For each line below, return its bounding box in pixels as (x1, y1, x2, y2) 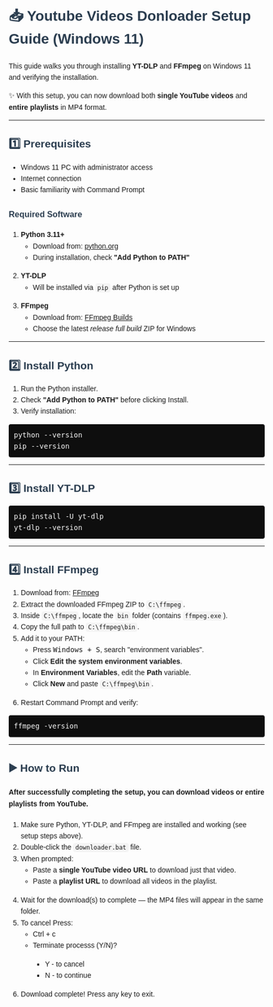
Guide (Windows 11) (8, 30, 144, 47)
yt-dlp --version (14, 523, 83, 532)
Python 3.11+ (20, 230, 65, 239)
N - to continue (45, 971, 92, 980)
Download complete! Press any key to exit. (20, 989, 155, 999)
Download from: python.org (32, 241, 119, 251)
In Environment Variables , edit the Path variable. (32, 668, 192, 677)
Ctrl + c (32, 930, 56, 939)
